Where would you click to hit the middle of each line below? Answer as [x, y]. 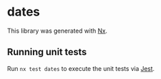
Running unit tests [47, 52]
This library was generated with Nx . [57, 31]
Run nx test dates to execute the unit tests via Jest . [81, 68]
